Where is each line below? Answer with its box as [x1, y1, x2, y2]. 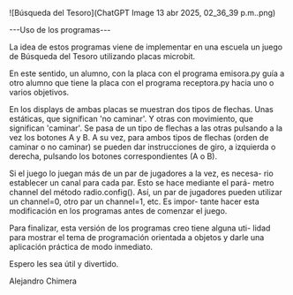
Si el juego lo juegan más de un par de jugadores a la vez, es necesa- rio [9, 168, 274, 178]
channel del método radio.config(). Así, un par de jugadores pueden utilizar [9, 187, 282, 197]
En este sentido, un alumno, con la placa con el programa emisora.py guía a [9, 68, 285, 79]
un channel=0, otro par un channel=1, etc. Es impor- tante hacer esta [9, 196, 260, 207]
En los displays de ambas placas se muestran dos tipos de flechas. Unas [9, 104, 274, 114]
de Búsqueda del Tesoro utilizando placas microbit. [9, 51, 196, 61]
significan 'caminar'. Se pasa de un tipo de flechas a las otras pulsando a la [9, 123, 283, 133]
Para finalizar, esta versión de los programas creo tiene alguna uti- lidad [9, 223, 271, 233]
